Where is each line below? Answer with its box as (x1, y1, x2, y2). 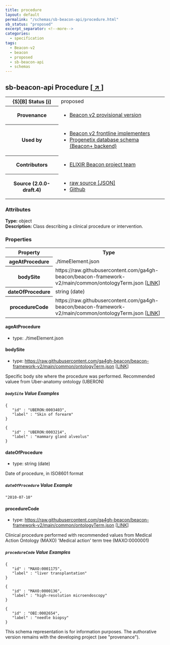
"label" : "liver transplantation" (12, 571, 87, 576)
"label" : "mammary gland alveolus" (12, 434, 90, 439)
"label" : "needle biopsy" (12, 616, 69, 621)
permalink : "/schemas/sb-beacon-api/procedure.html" (5, 17, 119, 22)
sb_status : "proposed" (5, 21, 53, 27)
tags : (5, 41, 17, 46)
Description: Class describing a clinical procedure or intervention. (5, 223, 143, 229)
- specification (10, 36, 44, 41)
